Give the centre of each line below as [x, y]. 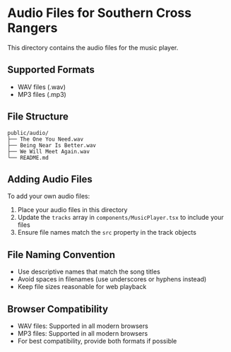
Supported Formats [51, 70]
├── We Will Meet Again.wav [49, 151]
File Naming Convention [61, 255]
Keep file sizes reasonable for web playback [82, 287]
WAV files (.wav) [41, 87]
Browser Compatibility [58, 309]
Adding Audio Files [50, 179]
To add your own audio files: [49, 196]
